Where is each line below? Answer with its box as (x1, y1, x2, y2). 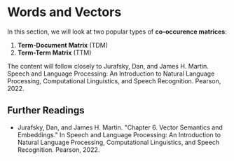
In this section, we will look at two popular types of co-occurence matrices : (7, 27, 228, 36)
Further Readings (7, 104, 85, 116)
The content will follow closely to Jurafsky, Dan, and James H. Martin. (7, 62, 209, 70)
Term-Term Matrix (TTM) (17, 48, 92, 57)
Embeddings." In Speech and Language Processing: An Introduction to (17, 130, 221, 139)
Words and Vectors (7, 4, 122, 20)
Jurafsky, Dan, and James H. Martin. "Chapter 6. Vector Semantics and (17, 123, 223, 132)
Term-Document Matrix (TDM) (17, 41, 109, 49)
